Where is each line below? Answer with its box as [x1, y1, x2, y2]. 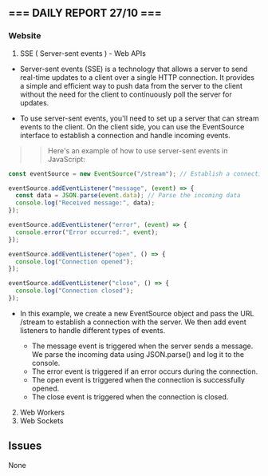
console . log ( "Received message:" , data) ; [15, 199, 156, 207]
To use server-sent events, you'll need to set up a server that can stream [19, 113, 259, 123]
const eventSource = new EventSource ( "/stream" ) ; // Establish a [8, 169, 230, 178]
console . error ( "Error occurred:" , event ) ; [15, 228, 159, 236]
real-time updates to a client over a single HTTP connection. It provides [19, 72, 255, 82]
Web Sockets [19, 415, 64, 426]
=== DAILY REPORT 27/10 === [8, 6, 162, 20]
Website [8, 30, 41, 42]
